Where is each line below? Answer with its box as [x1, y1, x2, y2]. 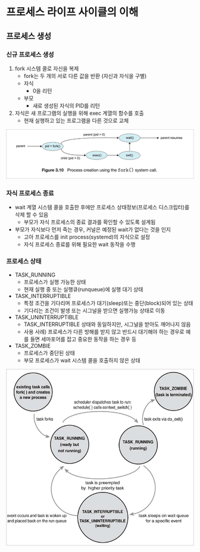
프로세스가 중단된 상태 [23, 349, 76, 356]
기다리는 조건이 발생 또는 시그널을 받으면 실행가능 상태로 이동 [23, 307, 165, 314]
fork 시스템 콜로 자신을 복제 [14, 65, 79, 72]
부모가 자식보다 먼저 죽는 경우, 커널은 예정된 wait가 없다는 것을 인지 [14, 226, 171, 233]
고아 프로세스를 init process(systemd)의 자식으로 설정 [23, 233, 151, 241]
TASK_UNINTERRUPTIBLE [14, 313, 79, 321]
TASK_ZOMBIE [14, 342, 51, 349]
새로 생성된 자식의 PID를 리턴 [32, 102, 100, 109]
